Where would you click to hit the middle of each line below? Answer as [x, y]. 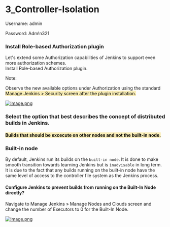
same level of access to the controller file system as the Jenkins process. [82, 176]
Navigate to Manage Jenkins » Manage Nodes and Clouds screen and [78, 204]
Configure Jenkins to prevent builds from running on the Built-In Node [81, 187]
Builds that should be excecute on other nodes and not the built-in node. [83, 135]
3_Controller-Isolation [53, 9]
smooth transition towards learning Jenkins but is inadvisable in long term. [84, 165]
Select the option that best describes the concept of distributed [85, 117]
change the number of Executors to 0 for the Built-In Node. [67, 209]
